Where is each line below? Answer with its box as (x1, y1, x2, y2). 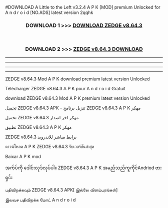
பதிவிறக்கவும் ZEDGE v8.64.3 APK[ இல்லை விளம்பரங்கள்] (5, 187, 118, 193)
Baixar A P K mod (5, 153, 41, 159)
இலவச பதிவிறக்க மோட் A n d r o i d (5, 197, 76, 203)
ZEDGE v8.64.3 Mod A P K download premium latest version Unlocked (5, 76, 150, 82)
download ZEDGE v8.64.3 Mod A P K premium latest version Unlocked (5, 95, 150, 101)
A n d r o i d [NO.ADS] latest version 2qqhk (5, 9, 93, 15)
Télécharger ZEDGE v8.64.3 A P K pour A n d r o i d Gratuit (5, 85, 126, 91)
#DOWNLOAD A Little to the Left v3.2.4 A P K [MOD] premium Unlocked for (5, 4, 161, 10)
